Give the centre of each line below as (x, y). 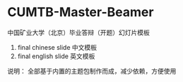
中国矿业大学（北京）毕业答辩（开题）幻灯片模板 (78, 32)
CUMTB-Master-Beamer (81, 12)
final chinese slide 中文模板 (57, 47)
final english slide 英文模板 (56, 56)
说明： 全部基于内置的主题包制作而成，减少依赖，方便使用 (92, 71)
